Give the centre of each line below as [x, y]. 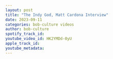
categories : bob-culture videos [40, 24]
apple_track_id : [22, 44]
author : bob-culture [27, 29]
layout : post [19, 10]
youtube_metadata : [25, 48]
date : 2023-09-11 [24, 19]
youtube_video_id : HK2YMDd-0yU [39, 39]
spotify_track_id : [25, 34]
